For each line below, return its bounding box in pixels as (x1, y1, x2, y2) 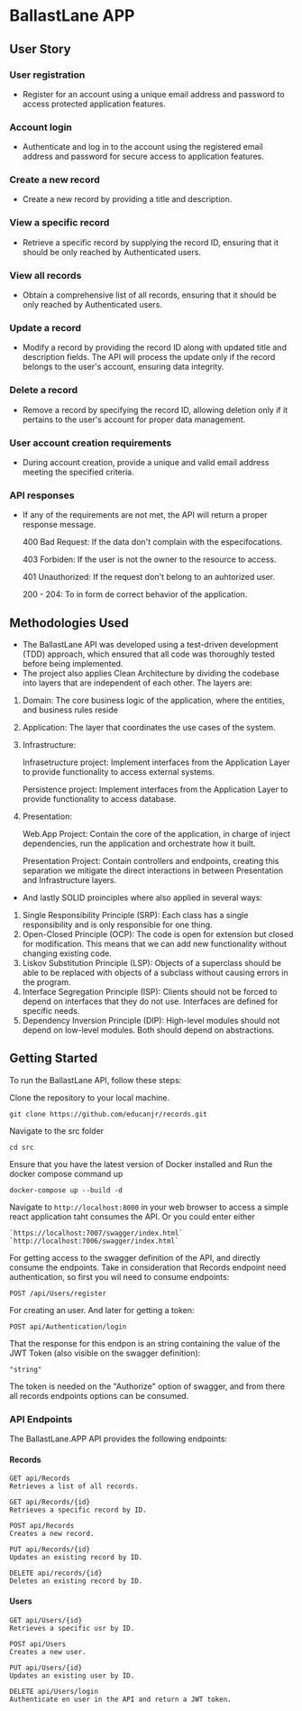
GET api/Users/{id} (9, 1615, 83, 1624)
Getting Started (9, 1051, 98, 1066)
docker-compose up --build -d (9, 1185, 124, 1195)
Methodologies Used (9, 615, 129, 630)
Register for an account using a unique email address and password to (22, 88, 286, 99)
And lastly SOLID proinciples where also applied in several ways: (22, 892, 263, 903)
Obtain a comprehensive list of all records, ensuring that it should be (22, 290, 277, 300)
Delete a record (9, 384, 78, 397)
